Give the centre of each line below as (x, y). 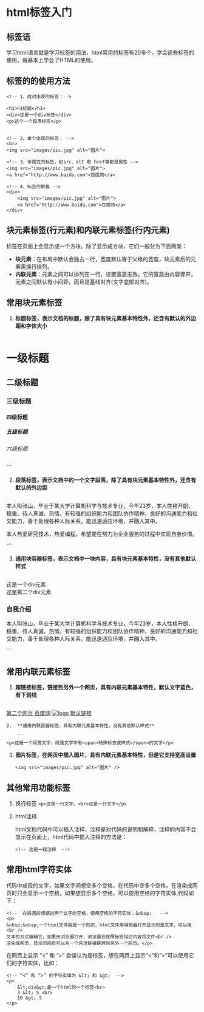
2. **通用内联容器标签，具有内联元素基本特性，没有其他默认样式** (80, 726)
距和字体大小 (31, 326)
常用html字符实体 (39, 870)
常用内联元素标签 (38, 672)
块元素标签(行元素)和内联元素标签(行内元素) (88, 231)
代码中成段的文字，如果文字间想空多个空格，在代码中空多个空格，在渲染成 (99, 885)
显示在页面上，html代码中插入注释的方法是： (71, 837)
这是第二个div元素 (29, 592)
